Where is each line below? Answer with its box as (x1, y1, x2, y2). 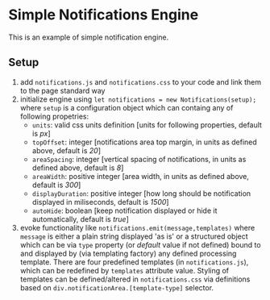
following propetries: (19, 111, 89, 121)
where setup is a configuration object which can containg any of (19, 102, 234, 112)
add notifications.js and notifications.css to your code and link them (19, 77, 262, 86)
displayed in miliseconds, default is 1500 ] (31, 197, 169, 206)
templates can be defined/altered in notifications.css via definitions (19, 274, 251, 284)
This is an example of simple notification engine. (8, 32, 169, 42)
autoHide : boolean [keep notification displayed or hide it (31, 206, 218, 215)
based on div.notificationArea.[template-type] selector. (19, 282, 214, 292)
